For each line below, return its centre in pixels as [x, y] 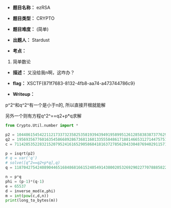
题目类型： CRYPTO [34, 18]
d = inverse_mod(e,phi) [31, 191]
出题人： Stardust [31, 40]
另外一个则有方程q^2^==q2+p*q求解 [44, 116]
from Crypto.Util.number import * [42, 125]
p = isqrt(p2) [20, 153]
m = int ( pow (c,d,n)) [27, 196]
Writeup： [24, 94]
